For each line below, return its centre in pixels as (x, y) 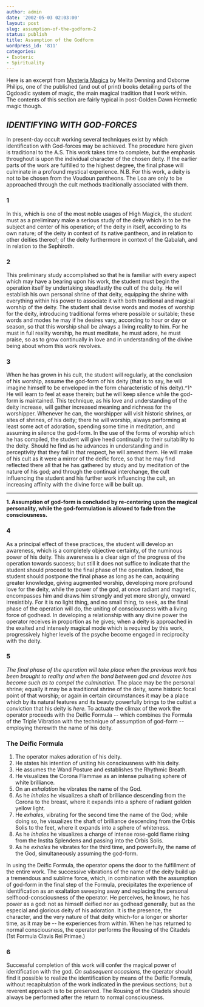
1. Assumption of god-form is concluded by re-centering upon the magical (102, 502)
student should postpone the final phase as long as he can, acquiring (93, 576)
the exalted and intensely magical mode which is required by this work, (95, 628)
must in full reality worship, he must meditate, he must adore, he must (93, 333)
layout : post (23, 23)
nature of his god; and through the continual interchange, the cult (88, 472)
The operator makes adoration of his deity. (68, 757)
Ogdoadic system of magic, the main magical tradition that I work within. (97, 93)
